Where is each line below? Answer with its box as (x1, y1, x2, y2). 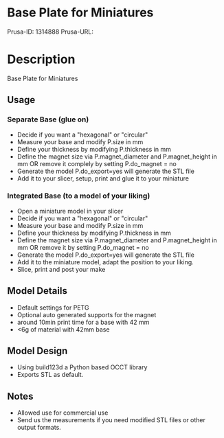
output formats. (16, 424, 62, 432)
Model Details (7, 285, 67, 297)
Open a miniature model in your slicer (16, 207, 124, 215)
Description (7, 51, 76, 67)
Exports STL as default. (16, 371, 84, 379)
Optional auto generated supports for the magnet (16, 310, 157, 319)
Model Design (7, 345, 68, 357)
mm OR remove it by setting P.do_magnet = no (16, 243, 149, 251)
